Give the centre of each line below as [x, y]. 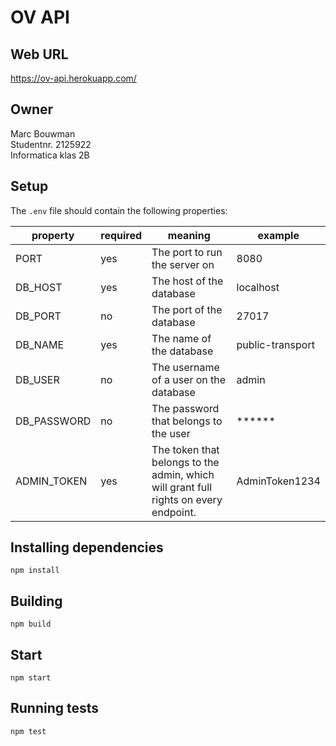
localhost [258, 287]
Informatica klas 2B [50, 155]
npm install [35, 571]
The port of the [187, 309]
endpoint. [174, 512]
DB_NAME [40, 344]
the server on [183, 264]
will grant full [182, 487]
